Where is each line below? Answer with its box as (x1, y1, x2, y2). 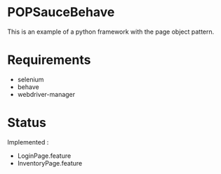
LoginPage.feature (17, 152, 72, 160)
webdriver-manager (17, 90, 76, 98)
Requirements (7, 52, 91, 68)
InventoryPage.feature (17, 159, 83, 167)
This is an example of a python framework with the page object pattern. (7, 27, 215, 36)
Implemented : (7, 138, 49, 146)
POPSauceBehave (7, 4, 115, 20)
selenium (17, 75, 44, 83)
